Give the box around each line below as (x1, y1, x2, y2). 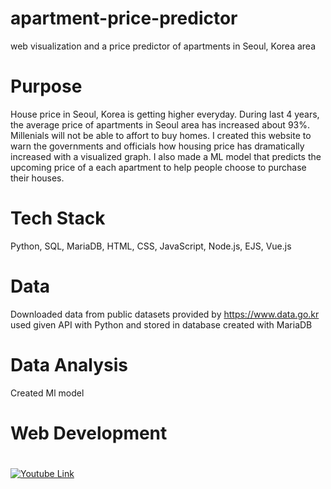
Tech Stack (10, 207, 106, 230)
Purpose (10, 75, 83, 98)
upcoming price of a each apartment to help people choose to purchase (10, 161, 307, 173)
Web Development (10, 422, 168, 444)
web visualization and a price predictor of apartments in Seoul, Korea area (10, 40, 317, 52)
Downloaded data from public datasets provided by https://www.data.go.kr (10, 308, 320, 320)
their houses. (10, 172, 65, 184)
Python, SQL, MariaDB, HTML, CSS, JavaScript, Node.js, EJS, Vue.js (10, 240, 292, 252)
